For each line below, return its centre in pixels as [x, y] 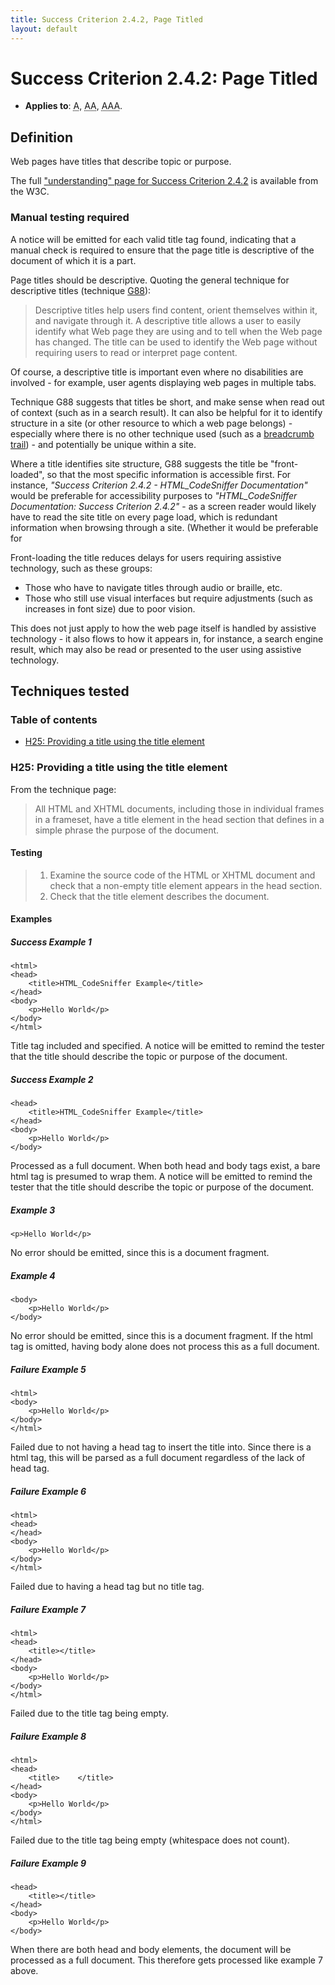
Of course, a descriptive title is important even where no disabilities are [157, 372]
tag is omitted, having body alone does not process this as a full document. [165, 1347]
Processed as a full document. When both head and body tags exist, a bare [165, 1166]
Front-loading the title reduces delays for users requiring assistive [146, 557]
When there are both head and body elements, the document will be [151, 1950]
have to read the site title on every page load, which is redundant [144, 517]
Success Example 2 [52, 1079]
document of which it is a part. [73, 260]
